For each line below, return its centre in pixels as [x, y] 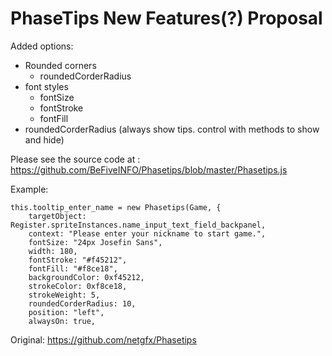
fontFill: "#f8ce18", [73, 268]
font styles [46, 86]
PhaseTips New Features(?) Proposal [166, 18]
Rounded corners [60, 65]
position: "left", [66, 312]
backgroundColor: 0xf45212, [86, 277]
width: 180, [53, 251]
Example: [29, 189]
